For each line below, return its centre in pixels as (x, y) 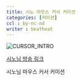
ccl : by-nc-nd (26, 23)
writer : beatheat (30, 29)
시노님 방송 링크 (25, 59)
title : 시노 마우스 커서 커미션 (41, 12)
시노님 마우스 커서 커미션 (36, 72)
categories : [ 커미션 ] (32, 18)
